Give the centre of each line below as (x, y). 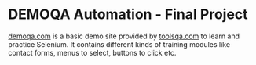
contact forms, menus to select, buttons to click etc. (92, 52)
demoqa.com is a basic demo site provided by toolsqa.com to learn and (124, 36)
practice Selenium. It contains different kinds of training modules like (119, 44)
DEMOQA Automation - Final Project (128, 14)
